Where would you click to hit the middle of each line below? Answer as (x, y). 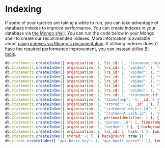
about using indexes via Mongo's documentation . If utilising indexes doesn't (82, 43)
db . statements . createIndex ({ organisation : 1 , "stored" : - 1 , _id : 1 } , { (82, 104)
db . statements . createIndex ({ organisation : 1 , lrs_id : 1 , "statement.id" (82, 95)
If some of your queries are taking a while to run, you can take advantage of (82, 23)
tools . (11, 54)
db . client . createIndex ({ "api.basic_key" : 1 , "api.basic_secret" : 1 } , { (81, 141)
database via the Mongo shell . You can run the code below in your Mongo (80, 33)
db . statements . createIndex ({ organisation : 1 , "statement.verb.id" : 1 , (80, 113)
